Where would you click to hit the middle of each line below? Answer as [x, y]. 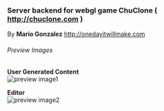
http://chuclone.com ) [45, 19]
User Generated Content [43, 71]
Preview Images [30, 50]
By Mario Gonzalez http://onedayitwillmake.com [76, 34]
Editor [16, 92]
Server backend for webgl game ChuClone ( [82, 10]
